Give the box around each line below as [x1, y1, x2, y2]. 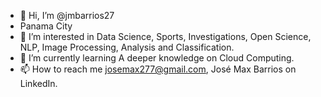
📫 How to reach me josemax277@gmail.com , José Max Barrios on [19, 63, 297, 75]
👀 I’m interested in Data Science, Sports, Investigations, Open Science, [19, 31, 312, 42]
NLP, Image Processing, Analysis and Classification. [19, 41, 235, 53]
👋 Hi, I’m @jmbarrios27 [19, 10, 115, 21]
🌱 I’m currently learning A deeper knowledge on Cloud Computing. [19, 52, 295, 64]
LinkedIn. [19, 78, 58, 89]
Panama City [19, 20, 73, 32]
